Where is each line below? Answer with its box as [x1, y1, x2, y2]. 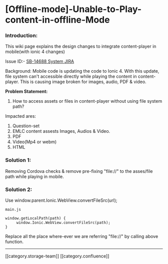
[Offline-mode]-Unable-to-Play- [5, 4, 141, 15]
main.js [5, 207, 21, 212]
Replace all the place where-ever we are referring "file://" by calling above [5, 233, 158, 239]
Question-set [12, 123, 40, 129]
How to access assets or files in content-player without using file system [12, 98, 162, 104]
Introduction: [5, 32, 38, 39]
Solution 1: [5, 157, 31, 164]
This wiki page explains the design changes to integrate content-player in [5, 44, 156, 50]
